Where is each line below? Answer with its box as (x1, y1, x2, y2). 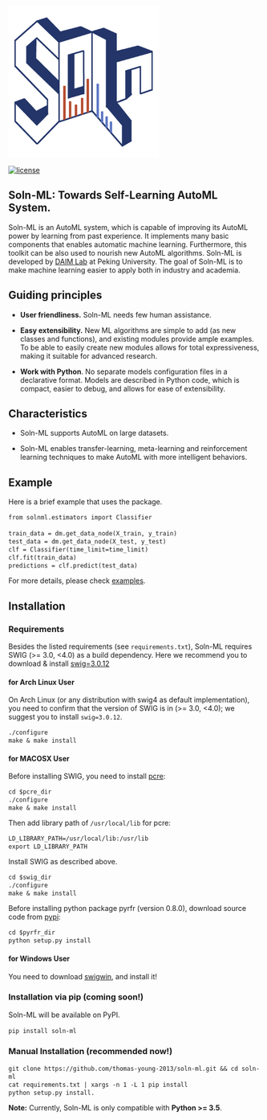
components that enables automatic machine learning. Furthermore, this (8, 240, 247, 249)
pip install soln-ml (8, 1027, 78, 1035)
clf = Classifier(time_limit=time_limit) (8, 546, 149, 554)
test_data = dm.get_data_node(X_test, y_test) (8, 538, 167, 546)
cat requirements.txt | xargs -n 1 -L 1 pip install (8, 1081, 188, 1089)
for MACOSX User (8, 753, 70, 763)
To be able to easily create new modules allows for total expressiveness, (19, 343, 260, 352)
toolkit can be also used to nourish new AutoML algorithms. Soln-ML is (8, 248, 242, 257)
